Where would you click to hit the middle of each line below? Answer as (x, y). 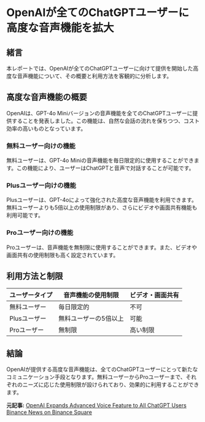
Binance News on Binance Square (49, 412)
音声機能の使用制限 (91, 295)
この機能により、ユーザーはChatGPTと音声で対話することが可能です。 (105, 168)
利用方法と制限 (35, 276)
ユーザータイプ (31, 295)
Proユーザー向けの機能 (40, 232)
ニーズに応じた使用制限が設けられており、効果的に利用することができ (111, 385)
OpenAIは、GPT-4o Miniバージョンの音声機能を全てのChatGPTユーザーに (99, 113)
